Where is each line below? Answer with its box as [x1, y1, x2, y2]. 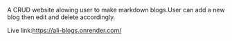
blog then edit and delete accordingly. [7, 13, 116, 21]
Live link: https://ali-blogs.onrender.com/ [7, 27, 122, 34]
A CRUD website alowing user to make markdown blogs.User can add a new [7, 6, 225, 14]
